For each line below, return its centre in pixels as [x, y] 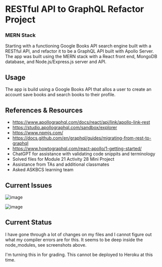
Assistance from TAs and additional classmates [61, 164]
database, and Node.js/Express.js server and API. [56, 62]
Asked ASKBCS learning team [43, 170]
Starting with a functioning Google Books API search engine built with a [78, 46]
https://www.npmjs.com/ [38, 133]
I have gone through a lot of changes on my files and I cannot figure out [79, 234]
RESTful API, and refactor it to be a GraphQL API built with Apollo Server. [80, 51]
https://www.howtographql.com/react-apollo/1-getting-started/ [77, 149]
